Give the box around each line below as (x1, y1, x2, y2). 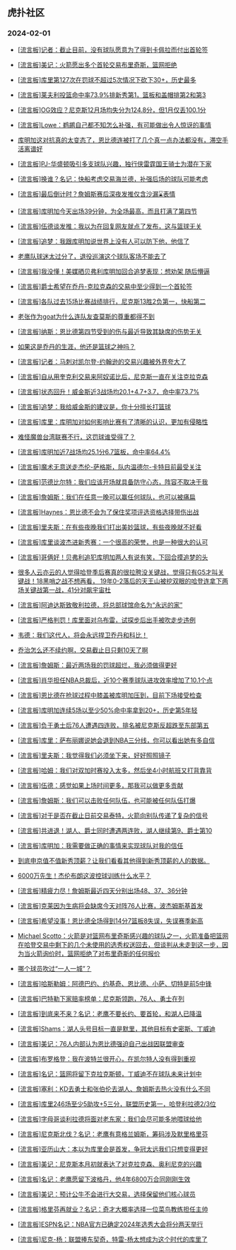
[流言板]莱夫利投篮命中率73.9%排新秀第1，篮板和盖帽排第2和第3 (17, 91, 206, 99)
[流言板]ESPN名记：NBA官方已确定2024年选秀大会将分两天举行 (17, 1220, 203, 1228)
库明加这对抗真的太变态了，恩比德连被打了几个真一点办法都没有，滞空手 (17, 135, 228, 144)
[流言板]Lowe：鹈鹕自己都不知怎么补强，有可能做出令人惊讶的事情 (17, 120, 212, 129)
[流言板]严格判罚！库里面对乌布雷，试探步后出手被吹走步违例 (17, 615, 196, 624)
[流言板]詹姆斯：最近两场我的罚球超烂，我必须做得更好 (17, 660, 178, 669)
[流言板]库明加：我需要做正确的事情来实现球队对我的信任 (17, 841, 184, 849)
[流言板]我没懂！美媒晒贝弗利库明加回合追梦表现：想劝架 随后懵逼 (17, 267, 210, 275)
